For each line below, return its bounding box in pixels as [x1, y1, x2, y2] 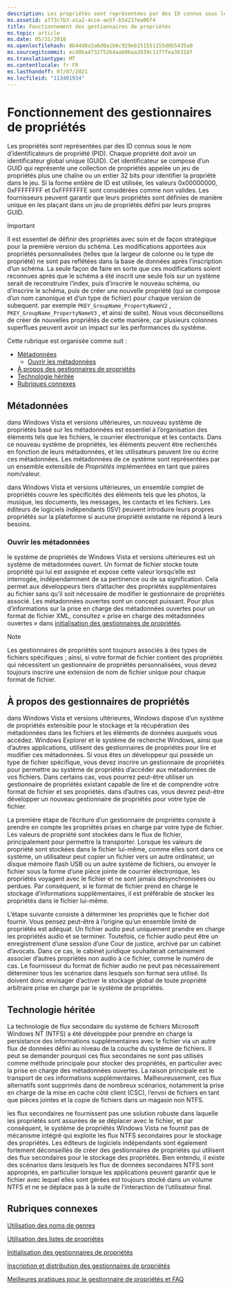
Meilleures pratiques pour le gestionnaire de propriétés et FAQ [7, 1275, 184, 1283]
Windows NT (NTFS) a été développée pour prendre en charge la [7, 1030, 193, 1038]
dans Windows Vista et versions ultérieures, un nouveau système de [7, 418, 202, 427]
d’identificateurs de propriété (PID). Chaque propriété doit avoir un [7, 150, 197, 158]
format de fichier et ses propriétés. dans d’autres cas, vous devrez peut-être [7, 788, 224, 796]
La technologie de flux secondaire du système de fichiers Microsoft [7, 1023, 200, 1031]
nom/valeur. [7, 470, 41, 478]
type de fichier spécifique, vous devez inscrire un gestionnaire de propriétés [7, 758, 225, 766]
